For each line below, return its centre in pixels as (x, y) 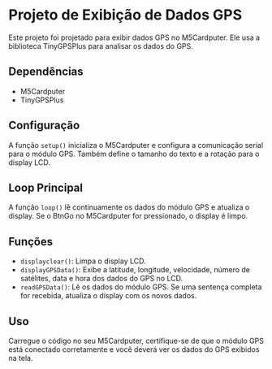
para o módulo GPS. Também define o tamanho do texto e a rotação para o (134, 154)
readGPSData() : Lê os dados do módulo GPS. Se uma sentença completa (141, 287)
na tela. (21, 358)
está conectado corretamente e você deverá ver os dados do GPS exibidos (134, 349)
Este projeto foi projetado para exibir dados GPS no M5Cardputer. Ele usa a (134, 37)
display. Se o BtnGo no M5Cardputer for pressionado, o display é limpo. (128, 216)
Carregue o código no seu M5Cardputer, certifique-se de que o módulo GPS (136, 341)
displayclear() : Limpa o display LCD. (83, 261)
